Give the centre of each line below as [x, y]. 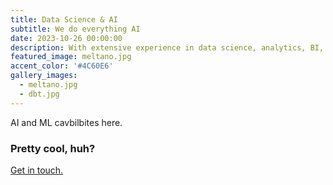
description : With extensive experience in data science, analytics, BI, [167, 47]
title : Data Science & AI [64, 19]
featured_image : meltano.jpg [71, 57]
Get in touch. [37, 170]
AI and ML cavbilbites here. [66, 122]
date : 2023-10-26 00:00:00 [66, 38]
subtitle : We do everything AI [75, 29]
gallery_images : [44, 76]
